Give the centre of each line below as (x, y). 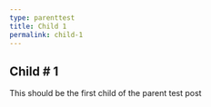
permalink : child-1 (46, 34)
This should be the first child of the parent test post (105, 93)
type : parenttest (42, 18)
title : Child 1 (38, 26)
